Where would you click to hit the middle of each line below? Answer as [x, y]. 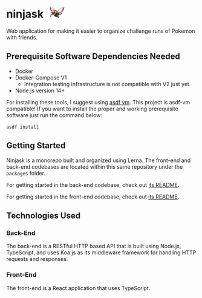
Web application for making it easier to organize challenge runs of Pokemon [101, 31]
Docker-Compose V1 [41, 77]
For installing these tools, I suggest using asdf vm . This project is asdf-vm [98, 102]
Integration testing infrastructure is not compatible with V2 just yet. [107, 84]
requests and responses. [37, 259]
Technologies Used [43, 215]
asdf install [23, 127]
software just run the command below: [54, 115]
